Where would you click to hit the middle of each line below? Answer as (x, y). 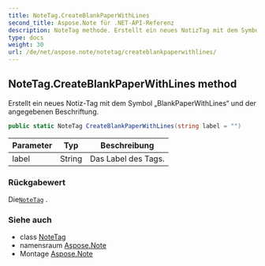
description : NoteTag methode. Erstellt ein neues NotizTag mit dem (123, 30)
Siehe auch (30, 219)
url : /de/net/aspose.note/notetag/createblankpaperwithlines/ (112, 52)
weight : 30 (26, 45)
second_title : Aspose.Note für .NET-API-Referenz (91, 23)
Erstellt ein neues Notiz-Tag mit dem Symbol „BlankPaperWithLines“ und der (132, 103)
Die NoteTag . (28, 199)
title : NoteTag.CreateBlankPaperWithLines (79, 15)
